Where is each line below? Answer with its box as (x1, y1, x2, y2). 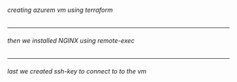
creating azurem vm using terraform (7, 6, 113, 14)
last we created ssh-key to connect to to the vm (7, 67, 147, 75)
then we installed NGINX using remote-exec (7, 36, 135, 45)
